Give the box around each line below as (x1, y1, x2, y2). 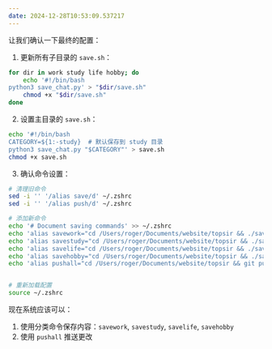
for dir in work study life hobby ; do (8, 68, 139, 77)
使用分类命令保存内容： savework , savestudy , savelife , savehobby (19, 321, 235, 331)
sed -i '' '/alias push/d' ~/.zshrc (8, 200, 132, 208)
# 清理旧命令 (8, 185, 46, 193)
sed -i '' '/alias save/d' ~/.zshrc (8, 192, 132, 201)
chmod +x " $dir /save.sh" (23, 91, 107, 100)
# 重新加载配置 (8, 281, 53, 290)
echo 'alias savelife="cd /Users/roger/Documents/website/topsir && (8, 245, 244, 253)
